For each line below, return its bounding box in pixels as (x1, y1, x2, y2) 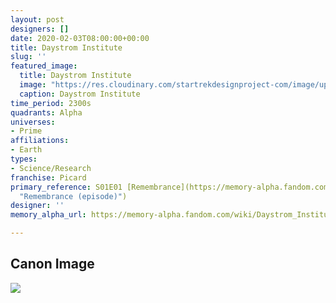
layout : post (10, 14, 65, 25)
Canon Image (10, 256, 95, 273)
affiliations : (10, 136, 70, 146)
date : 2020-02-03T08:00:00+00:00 (10, 33, 150, 43)
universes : (10, 117, 56, 127)
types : (10, 154, 38, 164)
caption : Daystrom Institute (19, 89, 141, 99)
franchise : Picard (10, 172, 87, 183)
